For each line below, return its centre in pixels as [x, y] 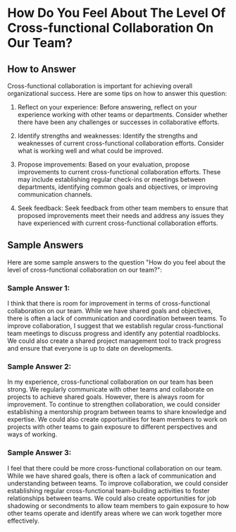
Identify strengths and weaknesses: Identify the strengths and [107, 136]
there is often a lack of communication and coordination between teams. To [117, 318]
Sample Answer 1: [39, 288]
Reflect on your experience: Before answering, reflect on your [107, 107]
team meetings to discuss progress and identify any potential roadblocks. [114, 334]
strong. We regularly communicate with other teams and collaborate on [111, 389]
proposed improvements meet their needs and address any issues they [120, 216]
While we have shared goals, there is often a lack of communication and [112, 476]
